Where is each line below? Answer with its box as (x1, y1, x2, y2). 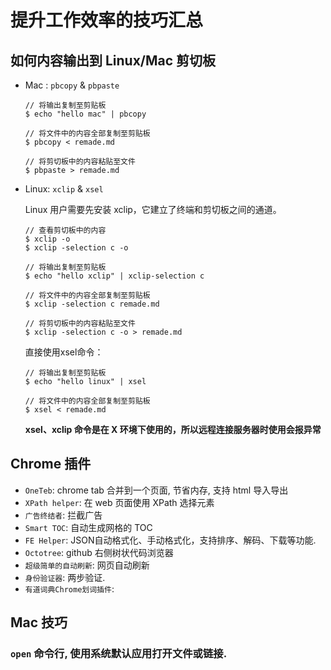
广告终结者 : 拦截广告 (24, 509, 103, 521)
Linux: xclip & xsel (24, 183, 104, 195)
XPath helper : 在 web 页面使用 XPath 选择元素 (24, 496, 215, 508)
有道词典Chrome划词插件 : (24, 582, 115, 595)
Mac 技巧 (10, 614, 68, 631)
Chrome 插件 (10, 456, 92, 473)
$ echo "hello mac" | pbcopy (24, 109, 147, 119)
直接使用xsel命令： (24, 346, 104, 358)
